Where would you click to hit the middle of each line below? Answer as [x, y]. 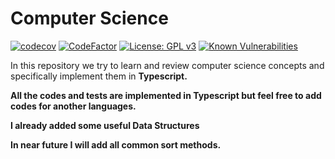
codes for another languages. [73, 106]
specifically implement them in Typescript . [99, 76]
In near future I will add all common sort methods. [116, 144]
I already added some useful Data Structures [105, 125]
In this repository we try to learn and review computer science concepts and [167, 65]
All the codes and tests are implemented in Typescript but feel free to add [166, 95]
